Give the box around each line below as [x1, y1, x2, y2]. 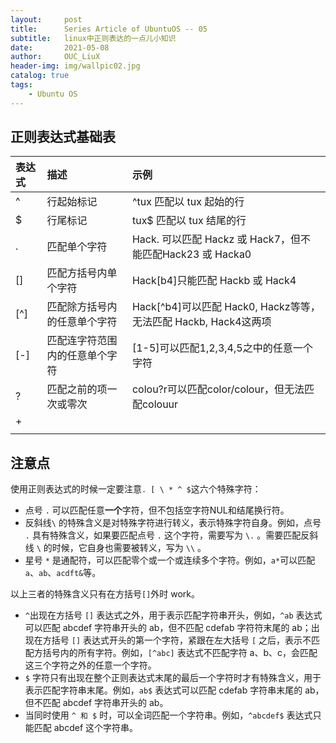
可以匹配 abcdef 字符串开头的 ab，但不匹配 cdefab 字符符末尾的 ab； [24, 622, 312, 634]
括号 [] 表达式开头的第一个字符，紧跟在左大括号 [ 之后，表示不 [51, 634, 312, 646]
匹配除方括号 [46, 300, 108, 314]
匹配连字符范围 [46, 334, 118, 348]
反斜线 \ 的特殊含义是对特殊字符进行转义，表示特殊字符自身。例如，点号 [24, 517, 322, 529]
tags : [10, 80, 33, 90]
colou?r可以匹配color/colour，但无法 [131, 382, 305, 396]
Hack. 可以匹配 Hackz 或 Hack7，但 [131, 232, 302, 246]
